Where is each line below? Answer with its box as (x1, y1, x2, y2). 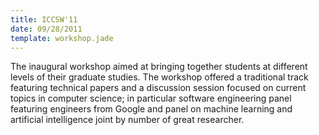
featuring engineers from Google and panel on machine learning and (10, 103, 293, 115)
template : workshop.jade (10, 33, 114, 43)
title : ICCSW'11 (10, 14, 78, 25)
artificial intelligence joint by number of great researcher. (10, 114, 245, 126)
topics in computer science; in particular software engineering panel (10, 92, 292, 105)
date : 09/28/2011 (10, 24, 83, 34)
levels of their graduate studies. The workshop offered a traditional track (10, 71, 309, 83)
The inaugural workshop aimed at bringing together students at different (10, 61, 308, 73)
